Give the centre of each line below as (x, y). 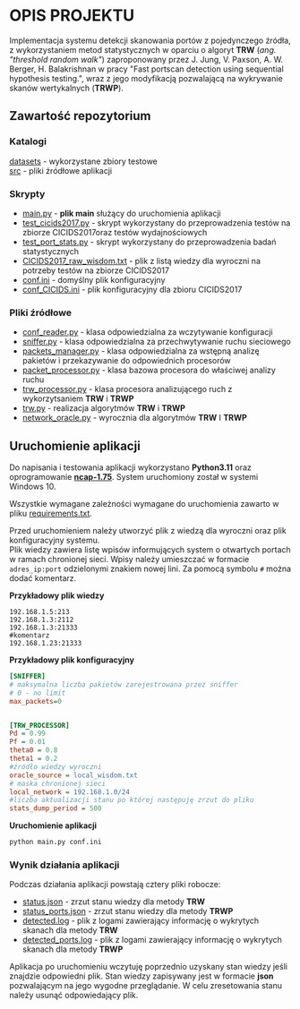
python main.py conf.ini (56, 842)
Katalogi (28, 141)
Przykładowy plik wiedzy (57, 595)
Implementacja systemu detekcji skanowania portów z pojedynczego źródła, (150, 40)
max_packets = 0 (36, 701)
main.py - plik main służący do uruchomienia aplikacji (121, 213)
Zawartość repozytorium (80, 116)
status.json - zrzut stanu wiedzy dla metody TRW (114, 902)
